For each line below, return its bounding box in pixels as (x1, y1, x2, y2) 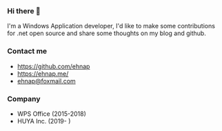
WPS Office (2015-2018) (17, 110, 86, 118)
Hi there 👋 (7, 6, 41, 16)
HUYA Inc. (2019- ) (17, 117, 71, 125)
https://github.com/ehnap (17, 62, 90, 70)
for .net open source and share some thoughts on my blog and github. (7, 29, 207, 37)
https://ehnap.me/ (17, 69, 69, 78)
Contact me (7, 46, 48, 56)
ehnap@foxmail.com (17, 77, 76, 85)
